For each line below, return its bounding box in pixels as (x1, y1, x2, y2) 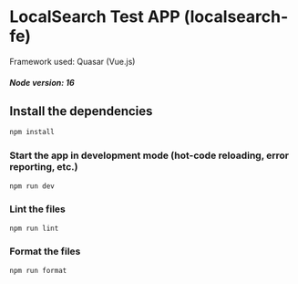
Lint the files (9, 203, 66, 216)
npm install (9, 128, 55, 137)
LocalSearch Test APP (9, 6, 180, 27)
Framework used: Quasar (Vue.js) (9, 56, 136, 67)
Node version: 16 (9, 77, 75, 88)
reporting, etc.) (9, 161, 78, 174)
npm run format (9, 266, 67, 275)
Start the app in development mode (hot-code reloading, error (9, 149, 290, 162)
